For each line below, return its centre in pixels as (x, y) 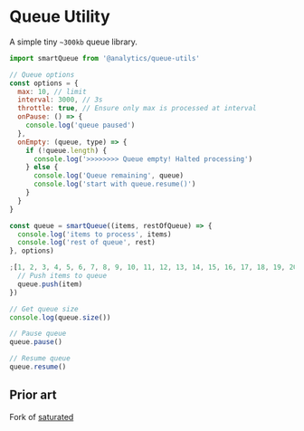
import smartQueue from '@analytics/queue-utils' (105, 58)
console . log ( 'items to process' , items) (95, 234)
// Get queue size (44, 309)
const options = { (44, 83)
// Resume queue (40, 359)
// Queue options (42, 74)
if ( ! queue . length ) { (66, 150)
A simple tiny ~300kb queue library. (74, 42)
